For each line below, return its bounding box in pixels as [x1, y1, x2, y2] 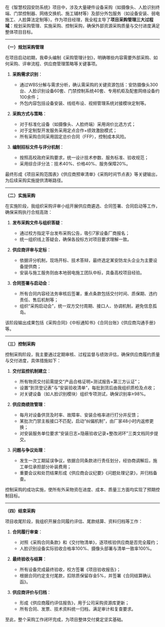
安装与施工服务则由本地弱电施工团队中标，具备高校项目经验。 [19, 270, 145, 275]
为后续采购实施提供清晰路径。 [5, 177, 65, 183]
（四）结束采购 [5, 508, 35, 513]
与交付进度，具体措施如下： [5, 357, 61, 363]
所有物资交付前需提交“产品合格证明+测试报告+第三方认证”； [19, 379, 141, 384]
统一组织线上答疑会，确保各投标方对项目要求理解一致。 [19, 236, 132, 242]
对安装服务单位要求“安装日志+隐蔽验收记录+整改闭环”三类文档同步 [19, 431, 154, 436]
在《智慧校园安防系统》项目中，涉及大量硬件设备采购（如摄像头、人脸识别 [5, 4, 156, 10]
